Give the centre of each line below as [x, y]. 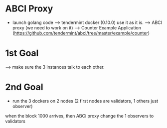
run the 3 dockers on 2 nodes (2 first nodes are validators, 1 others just [85, 101]
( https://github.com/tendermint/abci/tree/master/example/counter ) [81, 33]
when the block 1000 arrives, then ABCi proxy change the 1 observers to [80, 116]
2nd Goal [24, 87]
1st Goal [22, 53]
